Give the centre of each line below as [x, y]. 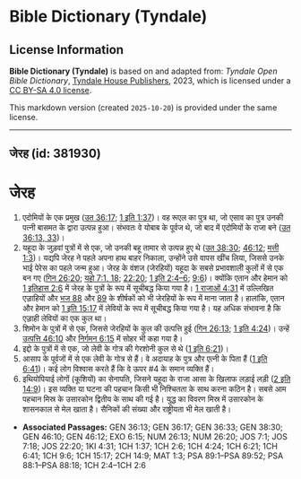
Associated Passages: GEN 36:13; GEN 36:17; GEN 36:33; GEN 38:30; [153, 427]
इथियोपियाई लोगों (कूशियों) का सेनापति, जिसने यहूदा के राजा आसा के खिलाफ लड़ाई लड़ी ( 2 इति [156, 379]
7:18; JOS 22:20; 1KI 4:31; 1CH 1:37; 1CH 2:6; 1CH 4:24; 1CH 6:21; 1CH [150, 447]
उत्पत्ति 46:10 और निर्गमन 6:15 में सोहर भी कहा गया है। [103, 339]
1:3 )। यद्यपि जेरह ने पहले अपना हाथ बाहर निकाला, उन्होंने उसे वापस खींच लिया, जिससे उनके [153, 258]
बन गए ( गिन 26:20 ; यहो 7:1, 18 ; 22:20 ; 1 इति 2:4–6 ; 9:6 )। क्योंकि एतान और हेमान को [155, 278]
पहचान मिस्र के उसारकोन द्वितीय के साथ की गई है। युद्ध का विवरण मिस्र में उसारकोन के [143, 399]
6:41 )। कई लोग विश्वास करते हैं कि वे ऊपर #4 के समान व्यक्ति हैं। [118, 369]
